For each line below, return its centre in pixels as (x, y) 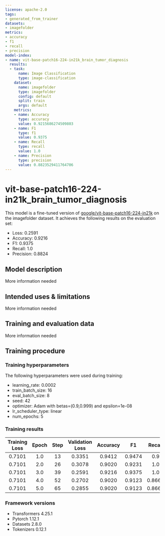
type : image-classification (47, 78)
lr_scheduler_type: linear (37, 411)
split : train (31, 101)
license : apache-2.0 (26, 10)
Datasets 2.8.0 (27, 524)
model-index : (18, 55)
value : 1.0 (29, 151)
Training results (24, 429)
